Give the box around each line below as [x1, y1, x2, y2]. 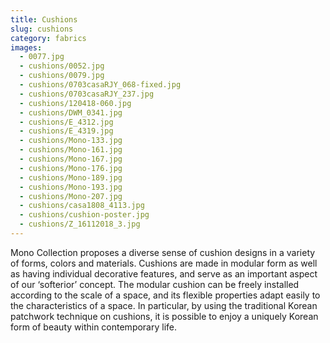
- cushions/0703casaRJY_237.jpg [19, 89, 155, 99]
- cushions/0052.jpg [19, 61, 105, 71]
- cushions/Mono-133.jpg [19, 136, 123, 146]
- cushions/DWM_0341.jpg [19, 107, 123, 118]
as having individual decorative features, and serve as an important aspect [10, 267, 318, 280]
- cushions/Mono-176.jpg [19, 163, 123, 173]
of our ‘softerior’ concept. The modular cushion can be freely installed [10, 278, 300, 290]
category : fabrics [10, 33, 87, 43]
